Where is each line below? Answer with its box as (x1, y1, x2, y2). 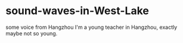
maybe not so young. (5, 29, 58, 37)
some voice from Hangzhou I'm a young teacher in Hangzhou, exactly (5, 24, 178, 31)
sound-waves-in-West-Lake (5, 4, 150, 18)
